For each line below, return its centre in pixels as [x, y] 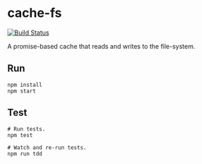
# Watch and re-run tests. [47, 147]
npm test [20, 135]
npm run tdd [25, 153]
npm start [22, 91]
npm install [25, 85]
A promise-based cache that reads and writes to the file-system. [101, 46]
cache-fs [35, 13]
